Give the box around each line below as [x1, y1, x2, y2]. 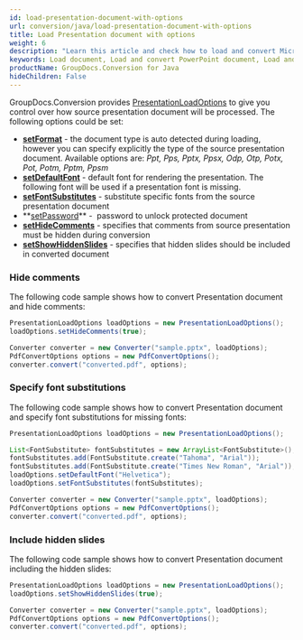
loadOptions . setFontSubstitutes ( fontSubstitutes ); [9, 479, 204, 488]
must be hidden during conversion [22, 229, 151, 240]
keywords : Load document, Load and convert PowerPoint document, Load [9, 55, 280, 64]
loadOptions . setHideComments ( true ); [9, 327, 147, 336]
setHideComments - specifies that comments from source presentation [22, 219, 290, 230]
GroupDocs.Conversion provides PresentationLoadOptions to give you [9, 97, 271, 107]
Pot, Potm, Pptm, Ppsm [22, 162, 109, 172]
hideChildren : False [9, 72, 87, 81]
